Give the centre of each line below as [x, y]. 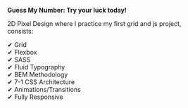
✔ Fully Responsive [35, 97]
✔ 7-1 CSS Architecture [41, 82]
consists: [20, 31]
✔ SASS [19, 60]
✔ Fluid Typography [36, 67]
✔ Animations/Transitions [44, 89]
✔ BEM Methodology [38, 74]
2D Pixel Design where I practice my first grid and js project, [94, 23]
